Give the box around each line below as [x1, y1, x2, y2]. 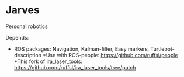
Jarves [5, 3, 40, 17]
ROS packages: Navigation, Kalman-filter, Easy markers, [13, 45, 150, 52]
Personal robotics [5, 23, 48, 30]
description [13, 51, 41, 58]
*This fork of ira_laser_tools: [13, 58, 83, 65]
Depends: [5, 34, 29, 41]
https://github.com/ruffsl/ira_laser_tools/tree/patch [13, 64, 136, 71]
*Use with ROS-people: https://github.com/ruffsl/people [42, 51, 178, 58]
